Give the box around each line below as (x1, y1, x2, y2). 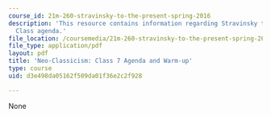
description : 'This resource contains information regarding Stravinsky (8, 19, 258, 27)
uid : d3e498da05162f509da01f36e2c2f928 (8, 72, 143, 80)
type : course (8, 65, 52, 73)
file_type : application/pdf (8, 42, 103, 50)
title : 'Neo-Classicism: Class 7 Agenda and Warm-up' (8, 57, 194, 65)
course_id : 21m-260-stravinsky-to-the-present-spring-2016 (8, 11, 211, 20)
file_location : (8, 34, 60, 43)
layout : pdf (8, 49, 48, 57)
